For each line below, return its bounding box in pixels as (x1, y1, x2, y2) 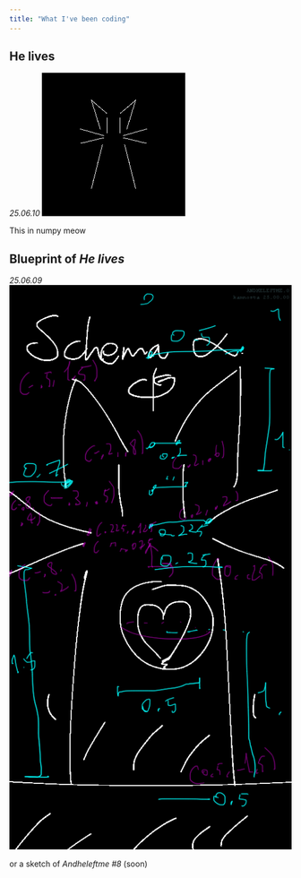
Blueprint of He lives (9, 251, 125, 266)
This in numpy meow (9, 225, 87, 237)
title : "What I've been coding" (9, 14, 130, 23)
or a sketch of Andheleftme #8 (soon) (9, 858, 148, 869)
